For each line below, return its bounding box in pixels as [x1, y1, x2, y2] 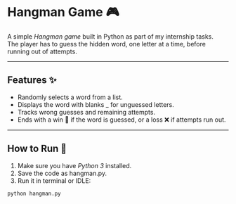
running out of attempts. [7, 47, 77, 56]
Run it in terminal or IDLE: [17, 176, 91, 185]
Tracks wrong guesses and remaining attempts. [17, 108, 156, 116]
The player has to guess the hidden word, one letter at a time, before [7, 39, 206, 48]
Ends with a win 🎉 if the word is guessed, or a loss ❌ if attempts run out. [17, 115, 226, 124]
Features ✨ [7, 74, 57, 87]
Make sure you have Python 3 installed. [17, 161, 132, 170]
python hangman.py [7, 190, 61, 197]
